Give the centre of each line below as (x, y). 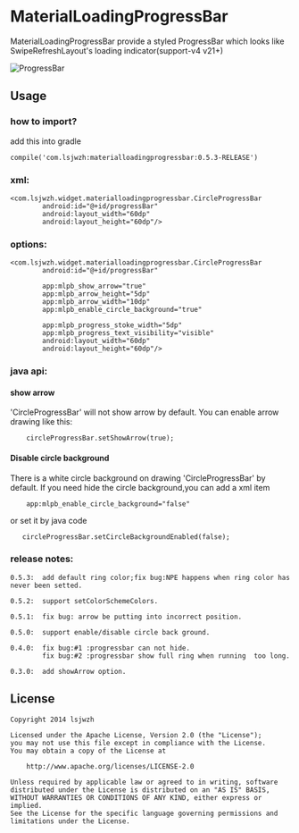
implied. (26, 805)
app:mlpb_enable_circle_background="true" (122, 310)
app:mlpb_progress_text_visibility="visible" (129, 333)
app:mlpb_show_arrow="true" (94, 286)
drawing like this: (42, 422)
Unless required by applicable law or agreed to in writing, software (144, 782)
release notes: (42, 559)
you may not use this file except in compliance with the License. (138, 743)
